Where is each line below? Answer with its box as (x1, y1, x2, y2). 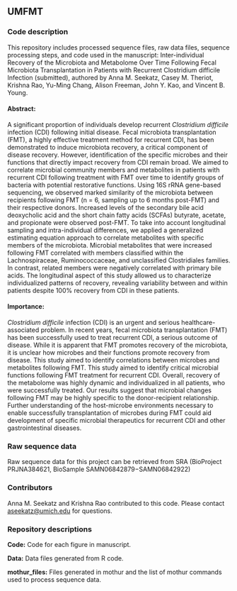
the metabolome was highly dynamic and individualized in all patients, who (7, 379, 225, 387)
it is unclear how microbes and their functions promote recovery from (7, 348, 210, 357)
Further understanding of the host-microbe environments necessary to (7, 401, 214, 410)
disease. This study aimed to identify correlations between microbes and (7, 356, 220, 365)
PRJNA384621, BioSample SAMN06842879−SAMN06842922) (7, 465, 191, 474)
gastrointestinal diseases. (7, 424, 82, 432)
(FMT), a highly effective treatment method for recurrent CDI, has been (7, 135, 214, 144)
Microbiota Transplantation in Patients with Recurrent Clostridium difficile (7, 65, 221, 74)
